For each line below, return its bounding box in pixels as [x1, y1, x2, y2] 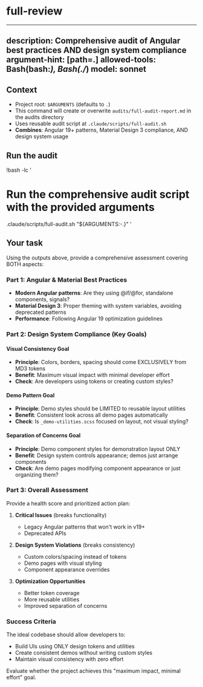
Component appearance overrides [24, 565, 110, 573]
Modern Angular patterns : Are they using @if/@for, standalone [14, 289, 173, 296]
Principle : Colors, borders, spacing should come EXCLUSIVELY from [14, 359, 187, 366]
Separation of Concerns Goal [6, 431, 81, 439]
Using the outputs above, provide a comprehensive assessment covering [6, 254, 188, 261]
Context [6, 85, 37, 95]
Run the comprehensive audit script [6, 187, 190, 201]
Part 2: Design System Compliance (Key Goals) [6, 330, 147, 338]
